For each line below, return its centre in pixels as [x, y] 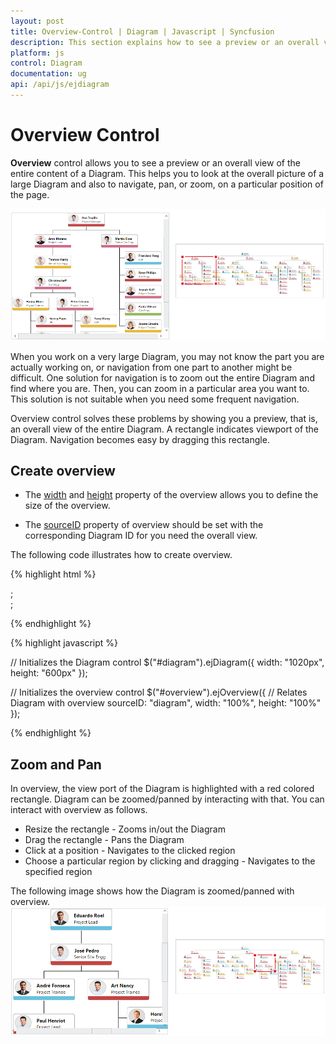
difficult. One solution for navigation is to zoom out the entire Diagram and [162, 377]
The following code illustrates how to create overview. [121, 555]
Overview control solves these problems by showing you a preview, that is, [164, 418]
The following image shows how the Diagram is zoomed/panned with [152, 891]
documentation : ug [48, 74]
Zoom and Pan [56, 764]
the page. [30, 194]
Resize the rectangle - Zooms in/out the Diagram [125, 829]
